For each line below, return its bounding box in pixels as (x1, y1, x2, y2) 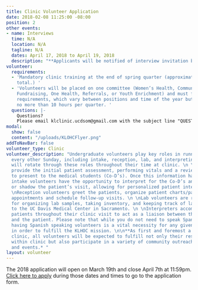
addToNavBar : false (6, 140, 54, 146)
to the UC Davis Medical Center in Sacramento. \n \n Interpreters (11, 206, 178, 212)
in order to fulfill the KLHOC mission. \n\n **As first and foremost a (11, 228, 192, 233)
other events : (6, 25, 41, 31)
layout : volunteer (6, 250, 51, 256)
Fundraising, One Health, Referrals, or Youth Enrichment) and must (16, 91, 189, 97)
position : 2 (6, 19, 35, 25)
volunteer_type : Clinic (6, 146, 65, 151)
